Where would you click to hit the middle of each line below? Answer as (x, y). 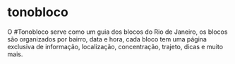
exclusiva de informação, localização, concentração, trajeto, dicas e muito (115, 46)
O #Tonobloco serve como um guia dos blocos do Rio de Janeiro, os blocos (117, 32)
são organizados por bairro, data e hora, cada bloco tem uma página (107, 39)
